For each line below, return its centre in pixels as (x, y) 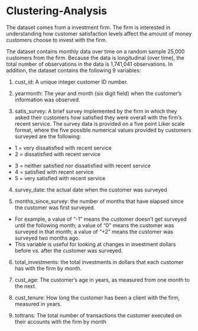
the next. (25, 286)
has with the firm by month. (48, 268)
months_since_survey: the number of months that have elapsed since (99, 201)
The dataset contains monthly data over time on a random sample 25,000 (95, 51)
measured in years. (38, 304)
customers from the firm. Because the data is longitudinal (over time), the (95, 58)
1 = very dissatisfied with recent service (63, 148)
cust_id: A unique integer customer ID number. (71, 82)
